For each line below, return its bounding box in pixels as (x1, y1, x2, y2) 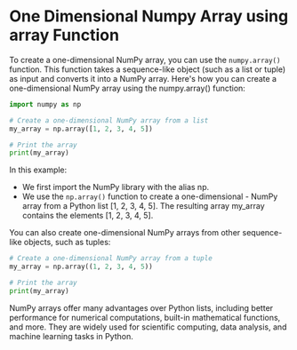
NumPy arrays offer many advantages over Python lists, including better (9, 302, 274, 313)
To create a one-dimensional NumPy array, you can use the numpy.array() (9, 54, 281, 65)
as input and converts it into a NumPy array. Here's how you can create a (9, 73, 277, 84)
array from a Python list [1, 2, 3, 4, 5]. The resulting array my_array (21, 201, 265, 211)
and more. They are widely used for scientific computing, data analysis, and (9, 322, 287, 332)
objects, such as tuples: (23, 237, 111, 248)
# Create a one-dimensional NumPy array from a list (9, 115, 209, 125)
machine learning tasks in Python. (9, 330, 133, 341)
